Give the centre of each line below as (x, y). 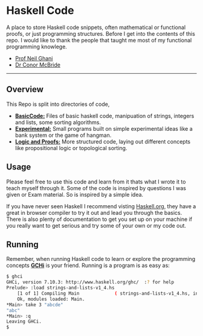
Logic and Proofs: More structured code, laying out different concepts (103, 141)
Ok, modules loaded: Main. (51, 299)
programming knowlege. (37, 47)
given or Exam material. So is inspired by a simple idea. (75, 194)
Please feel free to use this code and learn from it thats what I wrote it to (96, 182)
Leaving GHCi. (24, 321)
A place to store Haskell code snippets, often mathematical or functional (96, 27)
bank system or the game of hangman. (63, 135)
